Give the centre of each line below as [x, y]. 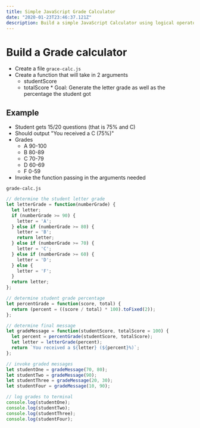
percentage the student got [57, 94]
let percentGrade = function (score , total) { [63, 304]
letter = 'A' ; [34, 221]
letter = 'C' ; [34, 249]
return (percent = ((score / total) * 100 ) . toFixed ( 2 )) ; [84, 309]
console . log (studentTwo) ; [38, 408]
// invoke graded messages [40, 364]
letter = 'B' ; [34, 232]
